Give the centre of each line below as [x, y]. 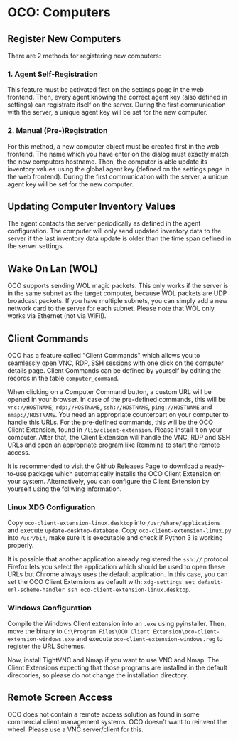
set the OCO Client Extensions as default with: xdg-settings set [101, 582]
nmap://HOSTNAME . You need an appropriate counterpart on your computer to [118, 415]
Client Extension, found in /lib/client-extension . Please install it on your [115, 430]
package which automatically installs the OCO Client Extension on [125, 474]
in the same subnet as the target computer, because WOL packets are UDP [117, 293]
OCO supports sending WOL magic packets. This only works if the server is [118, 286]
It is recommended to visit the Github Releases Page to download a [106, 466]
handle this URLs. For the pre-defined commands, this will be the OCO [110, 422]
